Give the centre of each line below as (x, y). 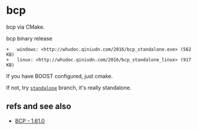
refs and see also (39, 106)
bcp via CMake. (25, 27)
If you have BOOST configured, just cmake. (60, 76)
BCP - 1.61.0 (30, 120)
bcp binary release (29, 38)
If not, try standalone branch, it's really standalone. (69, 88)
